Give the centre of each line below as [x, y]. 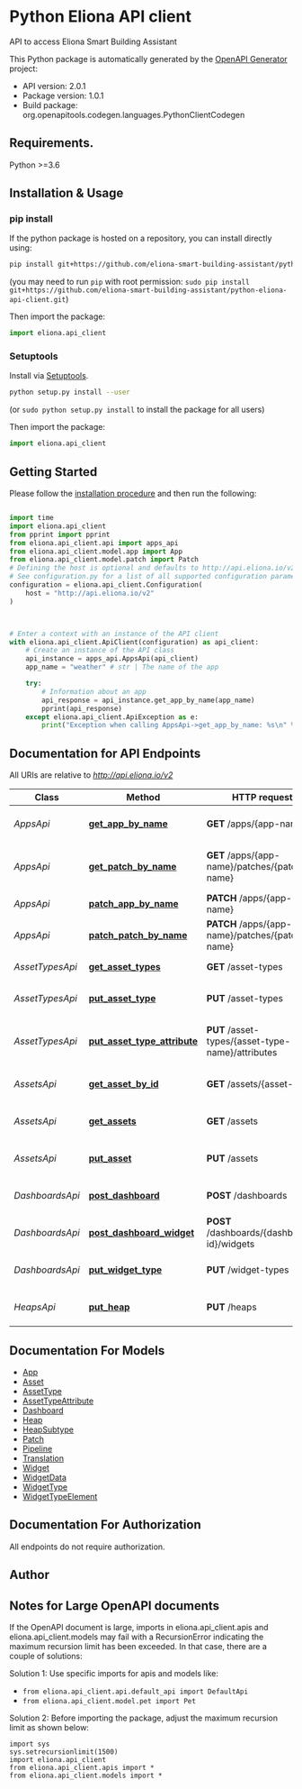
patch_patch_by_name [138, 936]
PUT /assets [232, 1158]
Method [143, 798]
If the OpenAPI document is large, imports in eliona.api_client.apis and [139, 1627]
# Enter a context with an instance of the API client [114, 634]
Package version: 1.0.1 [63, 96]
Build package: [50, 105]
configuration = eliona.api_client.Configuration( [106, 585]
